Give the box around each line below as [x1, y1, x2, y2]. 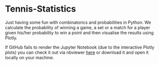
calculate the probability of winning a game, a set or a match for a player [5, 24, 150, 30]
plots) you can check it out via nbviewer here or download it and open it [5, 49, 149, 55]
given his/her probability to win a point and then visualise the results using [5, 30, 154, 35]
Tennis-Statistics [5, 3, 76, 15]
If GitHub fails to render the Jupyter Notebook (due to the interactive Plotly [5, 44, 155, 50]
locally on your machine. [5, 54, 54, 60]
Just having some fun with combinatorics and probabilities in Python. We [5, 19, 152, 25]
